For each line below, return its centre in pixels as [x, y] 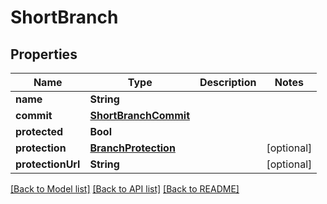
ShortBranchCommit [139, 115]
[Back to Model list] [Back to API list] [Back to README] [125, 189]
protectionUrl [48, 164]
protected [39, 131]
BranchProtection [132, 148]
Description [228, 82]
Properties [44, 54]
